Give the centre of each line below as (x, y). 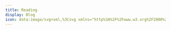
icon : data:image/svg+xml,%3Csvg (41, 19)
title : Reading (21, 10)
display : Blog (20, 15)
